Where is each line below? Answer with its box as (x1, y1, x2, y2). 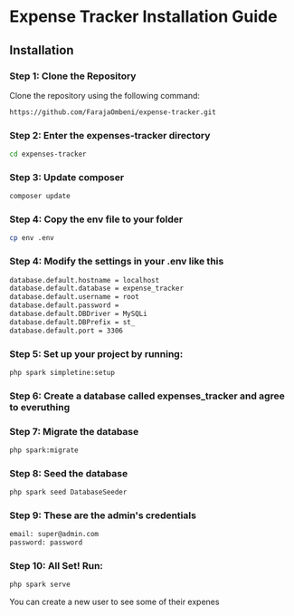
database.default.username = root (9, 293, 140, 302)
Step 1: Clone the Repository (9, 70, 137, 82)
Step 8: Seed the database (9, 467, 128, 479)
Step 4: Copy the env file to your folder (9, 213, 184, 226)
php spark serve (9, 580, 71, 590)
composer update (9, 192, 71, 201)
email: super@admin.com (9, 530, 100, 539)
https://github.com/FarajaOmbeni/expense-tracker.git (9, 107, 217, 117)
